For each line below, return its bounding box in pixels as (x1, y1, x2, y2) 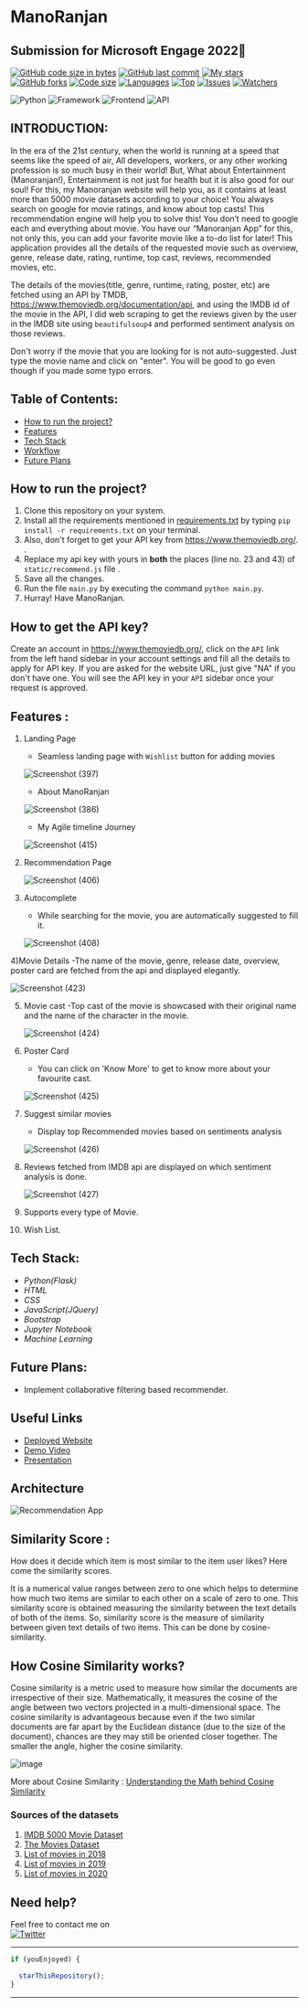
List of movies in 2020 (23, 1868, 108, 1879)
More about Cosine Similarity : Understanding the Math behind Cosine (10, 1776, 275, 1787)
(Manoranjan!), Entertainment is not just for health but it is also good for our (10, 174, 295, 185)
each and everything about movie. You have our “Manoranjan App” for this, (10, 222, 293, 234)
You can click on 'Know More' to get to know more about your (37, 1063, 271, 1075)
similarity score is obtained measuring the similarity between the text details (10, 1602, 297, 1614)
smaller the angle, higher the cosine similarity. (10, 1740, 184, 1751)
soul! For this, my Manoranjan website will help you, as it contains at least (10, 184, 287, 195)
